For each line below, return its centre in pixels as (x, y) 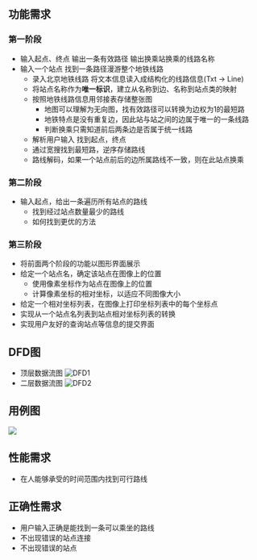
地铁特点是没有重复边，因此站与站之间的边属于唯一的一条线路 (147, 119)
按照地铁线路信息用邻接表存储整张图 (92, 98)
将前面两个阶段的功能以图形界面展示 (80, 264)
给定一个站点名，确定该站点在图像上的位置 (91, 274)
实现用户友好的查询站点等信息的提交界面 (87, 324)
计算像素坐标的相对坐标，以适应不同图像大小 (106, 294)
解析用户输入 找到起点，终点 (79, 139)
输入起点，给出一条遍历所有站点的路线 (83, 201)
